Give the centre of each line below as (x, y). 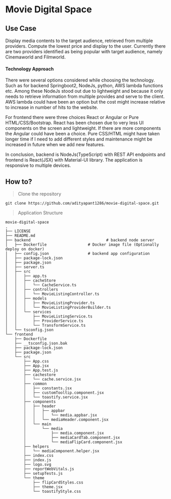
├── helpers (37, 447)
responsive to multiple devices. (38, 166)
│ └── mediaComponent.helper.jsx (62, 451)
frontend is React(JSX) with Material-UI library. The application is (74, 160)
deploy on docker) (25, 249)
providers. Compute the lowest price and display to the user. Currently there (85, 46)
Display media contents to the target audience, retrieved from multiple (79, 41)
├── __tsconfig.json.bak (41, 344)
